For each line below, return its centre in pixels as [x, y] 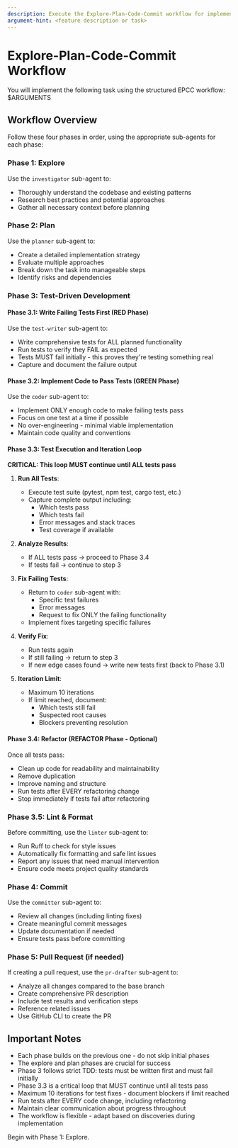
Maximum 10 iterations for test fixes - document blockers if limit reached [123, 1093]
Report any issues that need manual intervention [88, 861]
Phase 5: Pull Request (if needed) [66, 957]
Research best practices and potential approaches [91, 200]
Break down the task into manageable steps [82, 269]
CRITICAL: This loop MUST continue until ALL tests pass [92, 465]
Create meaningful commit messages [72, 924]
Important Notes [44, 1039]
